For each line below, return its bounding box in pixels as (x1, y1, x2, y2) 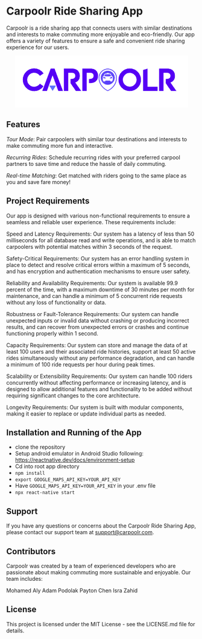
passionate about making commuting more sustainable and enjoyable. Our (6, 569, 191, 576)
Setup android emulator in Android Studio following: (14, 450, 144, 457)
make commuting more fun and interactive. (6, 142, 113, 149)
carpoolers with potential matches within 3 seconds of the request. (6, 243, 173, 250)
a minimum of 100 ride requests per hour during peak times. (6, 360, 156, 368)
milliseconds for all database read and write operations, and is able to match (6, 236, 196, 243)
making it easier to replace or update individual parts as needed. (6, 410, 166, 417)
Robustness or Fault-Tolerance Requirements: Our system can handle (6, 310, 179, 317)
